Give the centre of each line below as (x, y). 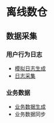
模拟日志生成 (30, 68)
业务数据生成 (30, 107)
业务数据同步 (30, 114)
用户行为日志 (24, 54)
